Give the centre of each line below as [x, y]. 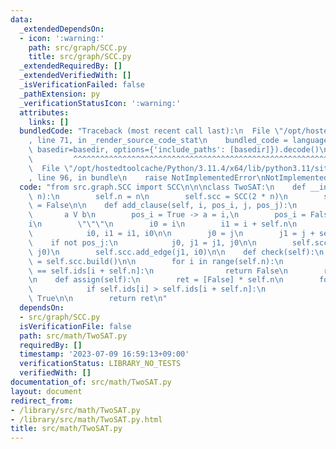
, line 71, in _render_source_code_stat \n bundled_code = [158, 141]
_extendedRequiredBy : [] [71, 66]
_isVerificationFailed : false [82, 85]
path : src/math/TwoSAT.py [73, 336]
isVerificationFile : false [75, 326]
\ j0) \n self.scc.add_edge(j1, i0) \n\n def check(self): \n [176, 252]
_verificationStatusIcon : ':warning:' [100, 103]
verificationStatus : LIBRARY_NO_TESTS [100, 364]
